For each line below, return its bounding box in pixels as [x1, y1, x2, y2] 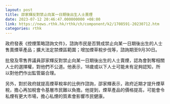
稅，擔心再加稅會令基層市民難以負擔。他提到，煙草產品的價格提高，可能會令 [5, 87, 165, 93]
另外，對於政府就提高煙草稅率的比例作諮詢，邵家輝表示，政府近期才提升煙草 [5, 81, 165, 87]
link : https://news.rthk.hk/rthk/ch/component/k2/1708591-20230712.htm [5, 21, 159, 27]
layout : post [5, 7, 33, 13]
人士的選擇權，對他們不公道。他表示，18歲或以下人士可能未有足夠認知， [5, 64, 156, 70]
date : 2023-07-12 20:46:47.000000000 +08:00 [5, 17, 101, 22]
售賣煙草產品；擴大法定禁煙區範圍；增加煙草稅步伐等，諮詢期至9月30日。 [5, 47, 160, 53]
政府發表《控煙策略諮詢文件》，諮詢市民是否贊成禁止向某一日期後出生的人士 [5, 41, 163, 47]
